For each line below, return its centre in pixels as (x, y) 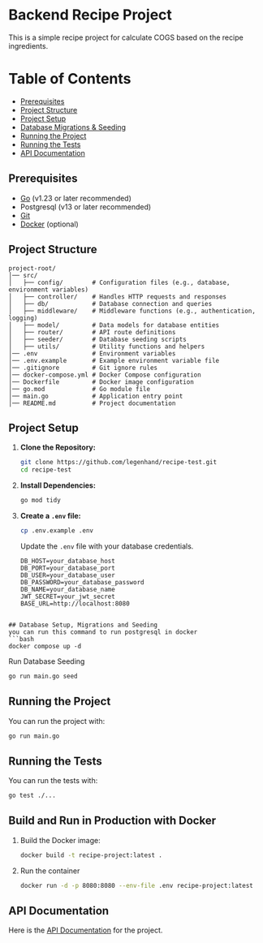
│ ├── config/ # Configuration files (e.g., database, (119, 282)
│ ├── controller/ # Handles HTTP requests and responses (118, 297)
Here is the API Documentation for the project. (86, 930)
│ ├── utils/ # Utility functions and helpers (107, 347)
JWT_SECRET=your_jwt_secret (67, 596)
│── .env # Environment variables (92, 353)
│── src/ (23, 275)
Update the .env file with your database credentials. (107, 546)
